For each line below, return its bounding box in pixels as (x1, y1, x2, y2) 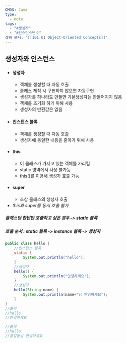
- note (9, 16, 23, 21)
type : (5, 12, 16, 17)
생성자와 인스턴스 (5, 55, 55, 63)
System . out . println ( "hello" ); (23, 255, 85, 260)
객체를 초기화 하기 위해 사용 (19, 100, 73, 106)
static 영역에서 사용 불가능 (19, 166, 71, 172)
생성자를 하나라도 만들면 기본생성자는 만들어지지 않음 (19, 94, 123, 100)
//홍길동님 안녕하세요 (5, 334, 43, 339)
